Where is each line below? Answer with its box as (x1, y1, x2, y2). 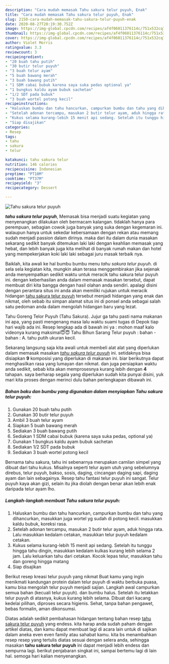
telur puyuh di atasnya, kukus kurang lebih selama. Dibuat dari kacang (5, 595, 151, 601)
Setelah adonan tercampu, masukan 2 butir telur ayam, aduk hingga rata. (12, 526, 163, 532)
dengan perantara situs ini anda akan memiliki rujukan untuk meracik (5, 288, 147, 293)
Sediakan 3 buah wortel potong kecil (12, 449, 89, 455)
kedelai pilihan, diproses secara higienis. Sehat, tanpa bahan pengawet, (5, 600, 154, 606)
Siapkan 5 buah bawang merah (12, 422, 77, 428)
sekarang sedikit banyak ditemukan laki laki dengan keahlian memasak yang (5, 240, 163, 246)
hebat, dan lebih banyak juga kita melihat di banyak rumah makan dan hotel (5, 246, 162, 251)
